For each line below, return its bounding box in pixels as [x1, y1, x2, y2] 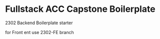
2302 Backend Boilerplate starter [5, 20, 73, 26]
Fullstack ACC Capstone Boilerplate [5, 3, 156, 15]
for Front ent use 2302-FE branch [5, 29, 75, 35]
